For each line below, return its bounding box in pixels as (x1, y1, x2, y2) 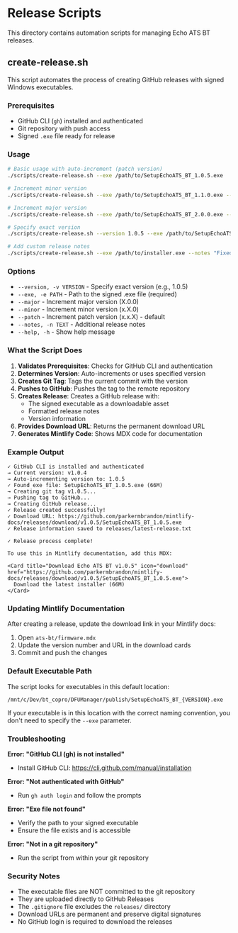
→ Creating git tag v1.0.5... (7, 488, 97, 495)
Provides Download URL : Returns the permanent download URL (17, 422, 205, 430)
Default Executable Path (7, 666, 92, 676)
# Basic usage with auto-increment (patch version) (7, 165, 163, 173)
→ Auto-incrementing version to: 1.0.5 (7, 475, 125, 483)
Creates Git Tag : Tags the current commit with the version (17, 376, 188, 385)
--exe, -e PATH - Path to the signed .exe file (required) (17, 290, 177, 298)
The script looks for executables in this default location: (7, 682, 170, 691)
